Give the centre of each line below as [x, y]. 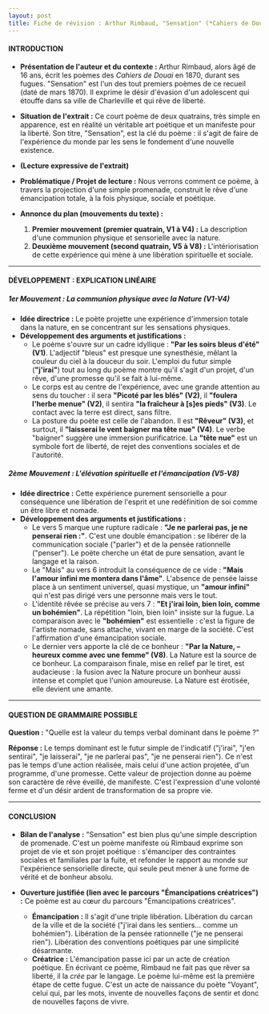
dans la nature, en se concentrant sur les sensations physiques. [125, 327]
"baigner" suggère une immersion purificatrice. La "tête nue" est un [145, 438]
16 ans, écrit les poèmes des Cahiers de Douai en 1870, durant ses [130, 75]
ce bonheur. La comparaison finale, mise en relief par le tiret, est [138, 663]
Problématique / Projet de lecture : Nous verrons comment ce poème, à [139, 181]
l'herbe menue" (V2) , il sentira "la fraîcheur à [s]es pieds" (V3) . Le [144, 404]
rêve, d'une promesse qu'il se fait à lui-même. [108, 379]
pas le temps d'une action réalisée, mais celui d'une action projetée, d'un [129, 765]
